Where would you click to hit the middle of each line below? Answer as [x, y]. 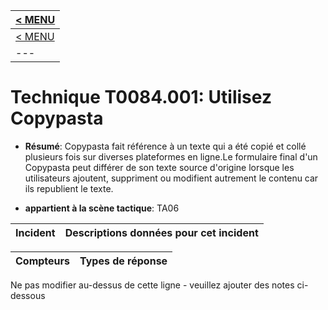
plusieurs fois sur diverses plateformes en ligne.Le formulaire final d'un [171, 156]
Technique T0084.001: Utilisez [141, 97]
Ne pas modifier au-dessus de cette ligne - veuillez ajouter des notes [152, 285]
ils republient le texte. [69, 188]
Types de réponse [123, 261]
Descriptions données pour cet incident [161, 232]
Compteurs [43, 261]
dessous [28, 295]
